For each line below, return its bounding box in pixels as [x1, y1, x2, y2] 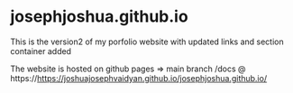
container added [10, 45, 71, 56]
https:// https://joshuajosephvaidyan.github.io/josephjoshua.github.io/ [10, 72, 268, 83]
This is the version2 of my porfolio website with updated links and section [10, 36, 284, 47]
